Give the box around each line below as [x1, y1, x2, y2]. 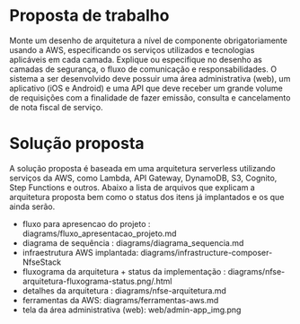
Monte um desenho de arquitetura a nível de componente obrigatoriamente [9, 35, 287, 46]
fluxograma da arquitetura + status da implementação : [22, 266, 226, 276]
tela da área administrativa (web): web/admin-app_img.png [22, 304, 242, 315]
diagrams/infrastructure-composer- [140, 247, 273, 258]
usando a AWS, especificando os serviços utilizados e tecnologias [9, 44, 255, 55]
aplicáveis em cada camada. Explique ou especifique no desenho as [9, 54, 262, 65]
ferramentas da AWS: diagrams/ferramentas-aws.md [22, 294, 219, 305]
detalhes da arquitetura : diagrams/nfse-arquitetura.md [22, 285, 227, 296]
